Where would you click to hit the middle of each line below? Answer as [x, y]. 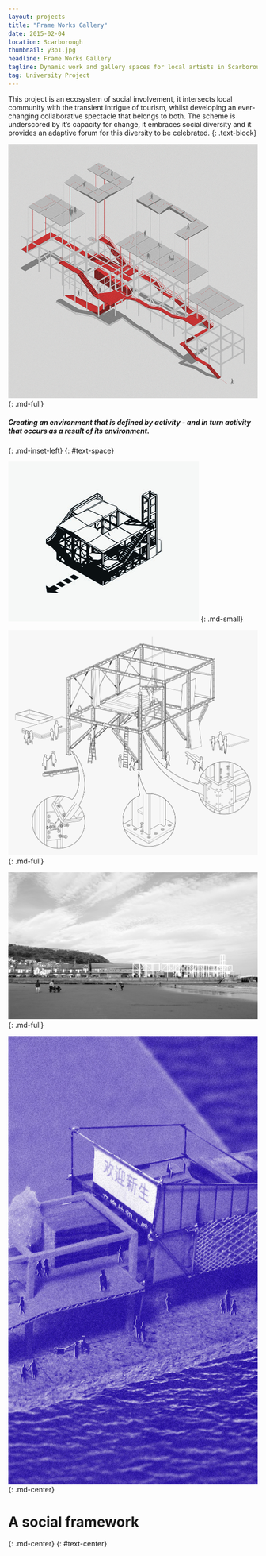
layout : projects [37, 17]
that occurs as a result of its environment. [79, 431]
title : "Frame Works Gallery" [58, 25]
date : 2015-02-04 [37, 33]
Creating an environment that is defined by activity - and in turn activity [130, 422]
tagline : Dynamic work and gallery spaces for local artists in [116, 68]
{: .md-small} [222, 619]
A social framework [74, 1522]
